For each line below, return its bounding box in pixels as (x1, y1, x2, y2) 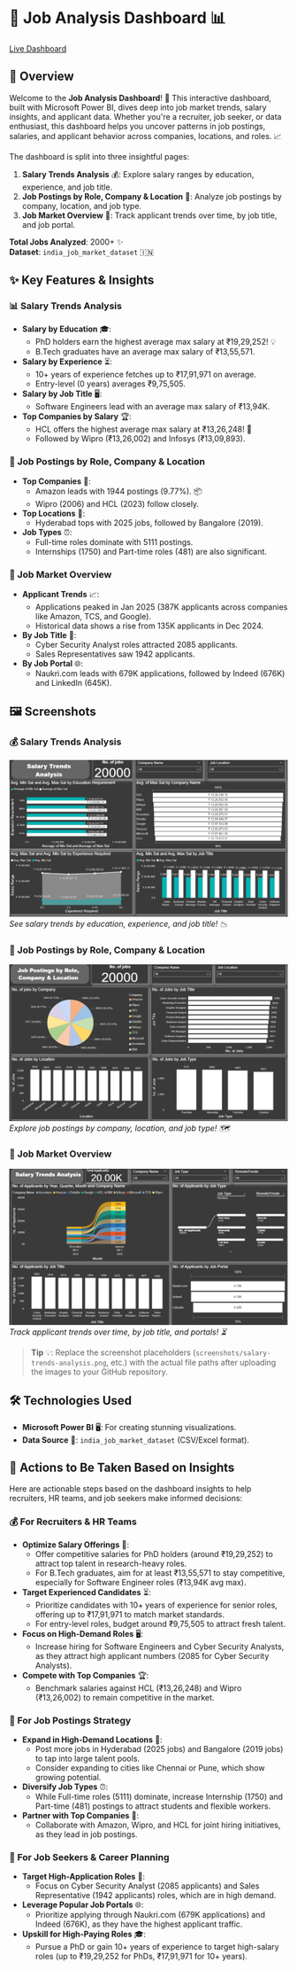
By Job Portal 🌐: (21, 658, 84, 669)
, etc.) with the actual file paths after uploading (105, 1357, 277, 1367)
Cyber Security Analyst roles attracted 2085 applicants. (34, 640, 239, 650)
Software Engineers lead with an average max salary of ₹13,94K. (34, 401, 270, 412)
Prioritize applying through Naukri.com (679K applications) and (34, 1910, 265, 1920)
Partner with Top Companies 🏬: (21, 1810, 140, 1821)
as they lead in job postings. (34, 1829, 138, 1840)
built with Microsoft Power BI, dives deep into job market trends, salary (9, 102, 267, 113)
